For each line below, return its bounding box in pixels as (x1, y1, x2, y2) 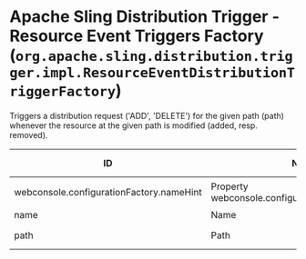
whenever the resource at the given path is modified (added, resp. (9, 120, 258, 131)
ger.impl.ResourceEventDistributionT (9, 65, 296, 82)
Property (210, 180, 249, 193)
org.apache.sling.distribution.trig (15, 48, 293, 65)
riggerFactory (9, 84, 117, 101)
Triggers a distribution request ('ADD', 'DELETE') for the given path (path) (9, 110, 285, 121)
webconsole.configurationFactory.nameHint (14, 185, 202, 198)
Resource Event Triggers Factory (9, 25, 264, 46)
